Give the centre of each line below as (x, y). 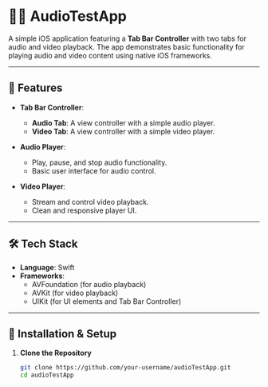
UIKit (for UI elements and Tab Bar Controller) (106, 301)
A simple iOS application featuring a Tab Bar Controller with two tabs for (128, 38)
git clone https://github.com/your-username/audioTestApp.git (125, 368)
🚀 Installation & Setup (63, 334)
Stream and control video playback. (90, 201)
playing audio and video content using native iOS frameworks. (110, 55)
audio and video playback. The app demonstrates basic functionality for (126, 46)
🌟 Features (35, 88)
